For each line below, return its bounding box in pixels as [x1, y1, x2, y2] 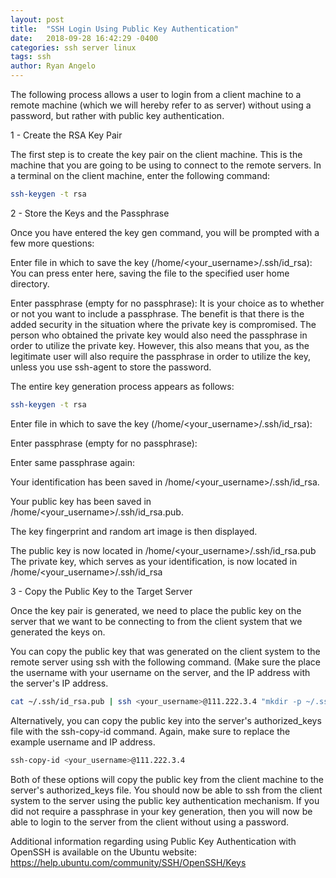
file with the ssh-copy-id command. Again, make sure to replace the [10, 725, 291, 737]
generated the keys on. [10, 626, 106, 638]
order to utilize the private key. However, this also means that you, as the [10, 339, 310, 351]
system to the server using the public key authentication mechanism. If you [10, 794, 320, 806]
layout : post [10, 14, 65, 25]
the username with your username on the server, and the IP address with [10, 666, 311, 678]
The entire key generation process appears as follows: [10, 380, 235, 392]
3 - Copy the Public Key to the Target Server [10, 585, 193, 597]
